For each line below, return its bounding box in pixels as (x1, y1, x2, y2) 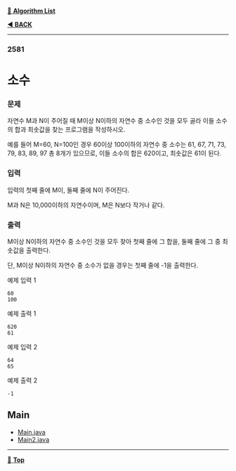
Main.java (17, 427, 46, 436)
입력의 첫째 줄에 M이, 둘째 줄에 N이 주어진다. (7, 186, 130, 194)
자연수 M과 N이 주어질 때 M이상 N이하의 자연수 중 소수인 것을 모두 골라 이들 (7, 117, 215, 125)
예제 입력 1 (7, 276, 37, 284)
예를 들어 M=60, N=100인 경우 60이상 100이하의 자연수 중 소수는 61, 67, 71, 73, (7, 141, 227, 149)
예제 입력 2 (7, 343, 37, 351)
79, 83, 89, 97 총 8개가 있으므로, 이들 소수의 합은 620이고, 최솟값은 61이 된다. (7, 149, 222, 157)
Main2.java (17, 435, 50, 444)
